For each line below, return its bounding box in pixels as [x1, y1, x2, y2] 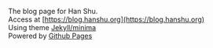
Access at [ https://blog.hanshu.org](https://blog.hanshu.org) [8, 15, 205, 24]
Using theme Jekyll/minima [8, 23, 97, 32]
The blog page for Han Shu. [8, 7, 98, 15]
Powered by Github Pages [8, 31, 93, 40]
